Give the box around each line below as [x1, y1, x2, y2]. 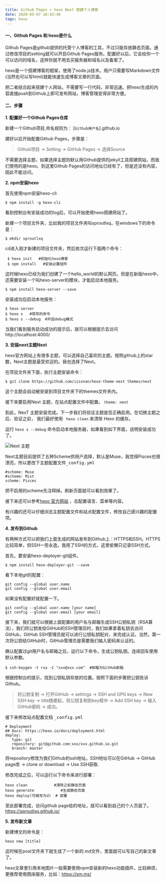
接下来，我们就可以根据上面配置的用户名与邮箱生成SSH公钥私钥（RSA [5, 619, 149, 625]
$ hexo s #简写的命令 [5, 311, 51, 316]
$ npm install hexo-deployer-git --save [5, 563, 90, 567]
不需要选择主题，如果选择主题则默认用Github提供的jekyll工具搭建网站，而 [5, 157, 155, 163]
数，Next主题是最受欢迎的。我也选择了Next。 [5, 358, 98, 365]
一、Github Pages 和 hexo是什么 [5, 32, 72, 38]
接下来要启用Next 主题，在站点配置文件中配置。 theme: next [5, 399, 129, 405]
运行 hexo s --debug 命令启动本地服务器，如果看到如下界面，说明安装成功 [5, 426, 156, 432]
